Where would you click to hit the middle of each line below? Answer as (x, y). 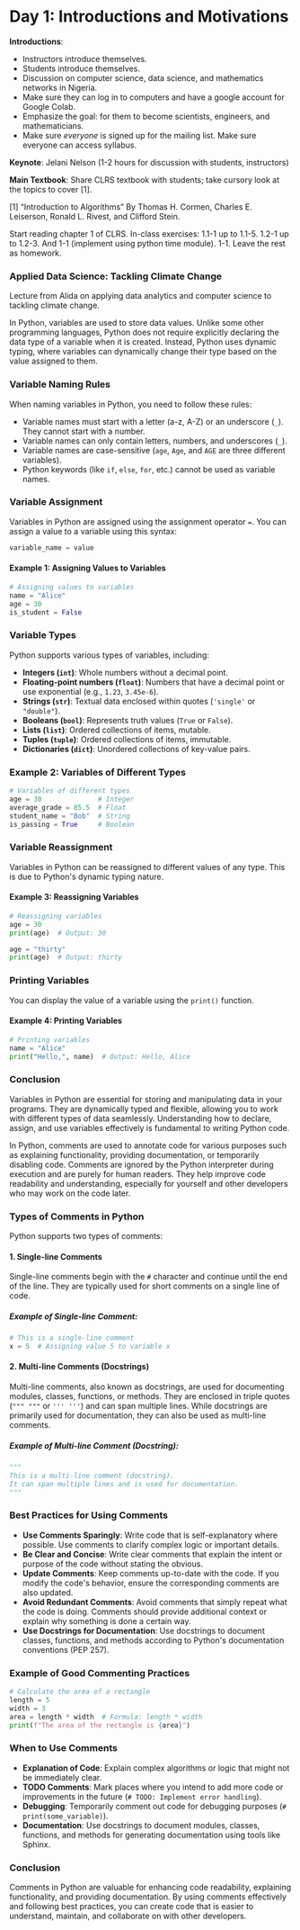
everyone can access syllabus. (79, 145)
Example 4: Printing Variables (66, 1021)
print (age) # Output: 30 (57, 933)
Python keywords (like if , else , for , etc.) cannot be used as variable (149, 469)
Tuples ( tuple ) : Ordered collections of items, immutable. (127, 739)
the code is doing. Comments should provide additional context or (145, 1611)
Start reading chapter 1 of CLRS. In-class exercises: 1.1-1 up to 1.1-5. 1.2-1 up (149, 233)
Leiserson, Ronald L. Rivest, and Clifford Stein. (95, 216)
